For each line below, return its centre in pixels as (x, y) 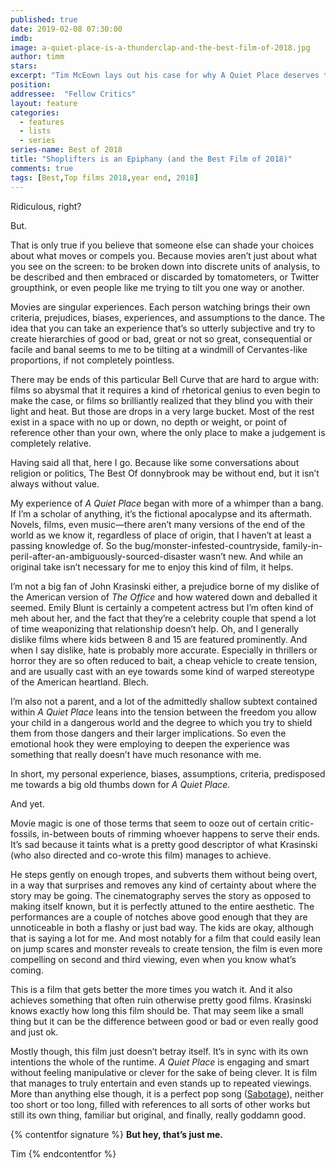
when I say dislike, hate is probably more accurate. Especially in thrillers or (164, 650)
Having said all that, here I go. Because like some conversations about (155, 462)
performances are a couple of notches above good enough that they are (159, 917)
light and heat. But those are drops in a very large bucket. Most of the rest (162, 411)
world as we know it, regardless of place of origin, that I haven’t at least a (161, 535)
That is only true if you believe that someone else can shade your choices (162, 245)
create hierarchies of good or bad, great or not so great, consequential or (161, 338)
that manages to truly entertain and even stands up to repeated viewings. (161, 1083)
